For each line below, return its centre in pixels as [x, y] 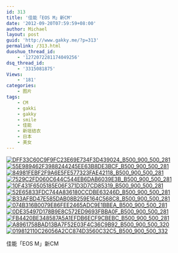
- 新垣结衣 [29, 131]
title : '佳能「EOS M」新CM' [39, 18]
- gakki [27, 108]
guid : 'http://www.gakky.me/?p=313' [53, 40]
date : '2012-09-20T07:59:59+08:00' [51, 23]
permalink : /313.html [34, 46]
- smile [27, 119]
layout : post [23, 35]
